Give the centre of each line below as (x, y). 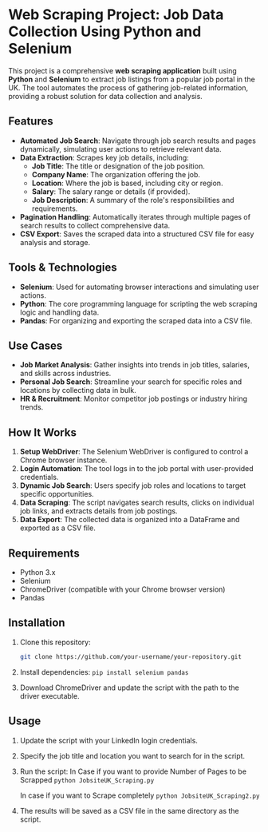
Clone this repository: (55, 642)
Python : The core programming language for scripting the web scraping (138, 303)
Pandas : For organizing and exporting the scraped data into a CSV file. (136, 320)
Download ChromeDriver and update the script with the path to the (129, 687)
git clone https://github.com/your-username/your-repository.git (130, 656)
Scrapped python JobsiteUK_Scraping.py (87, 779)
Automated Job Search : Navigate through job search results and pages (138, 141)
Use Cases (35, 345)
